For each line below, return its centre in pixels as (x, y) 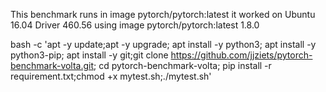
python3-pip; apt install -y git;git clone (89, 55)
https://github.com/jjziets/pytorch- (241, 55)
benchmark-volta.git (52, 65)
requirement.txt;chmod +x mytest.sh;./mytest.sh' (111, 76)
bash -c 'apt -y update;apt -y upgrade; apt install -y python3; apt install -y (163, 44)
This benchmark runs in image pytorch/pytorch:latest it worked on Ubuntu (163, 14)
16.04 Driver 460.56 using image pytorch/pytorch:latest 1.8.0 (135, 25)
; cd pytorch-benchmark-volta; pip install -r (182, 65)
